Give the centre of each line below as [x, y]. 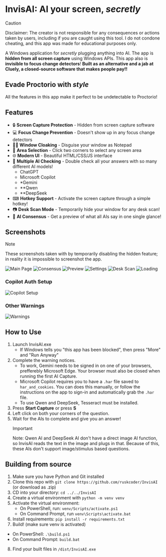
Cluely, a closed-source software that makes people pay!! [66, 69]
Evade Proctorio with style [47, 85]
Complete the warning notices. [44, 360]
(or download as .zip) [34, 487]
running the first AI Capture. [48, 376]
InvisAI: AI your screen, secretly [73, 9]
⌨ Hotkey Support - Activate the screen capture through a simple [81, 198]
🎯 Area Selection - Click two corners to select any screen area [77, 150]
